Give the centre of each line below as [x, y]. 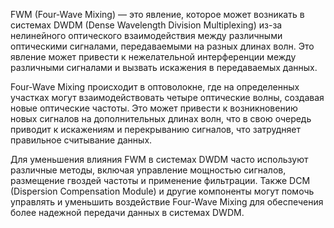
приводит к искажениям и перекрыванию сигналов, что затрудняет [156, 129]
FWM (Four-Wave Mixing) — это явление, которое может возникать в [157, 14]
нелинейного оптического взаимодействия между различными [146, 35]
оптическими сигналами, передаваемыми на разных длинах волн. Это [162, 46]
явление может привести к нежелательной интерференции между [153, 57]
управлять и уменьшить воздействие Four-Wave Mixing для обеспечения [167, 202]
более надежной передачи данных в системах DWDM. [127, 212]
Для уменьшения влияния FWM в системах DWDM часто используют [159, 159]
